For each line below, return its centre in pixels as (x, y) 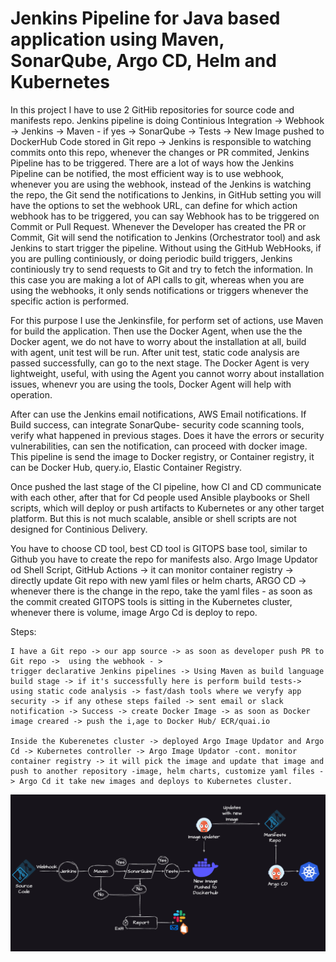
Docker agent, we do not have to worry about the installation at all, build (158, 341)
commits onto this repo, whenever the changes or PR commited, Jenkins (160, 152)
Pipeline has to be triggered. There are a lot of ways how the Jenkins (152, 163)
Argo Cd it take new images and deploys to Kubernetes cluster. (156, 781)
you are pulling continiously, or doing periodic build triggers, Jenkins (151, 258)
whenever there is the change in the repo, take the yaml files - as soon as (161, 591)
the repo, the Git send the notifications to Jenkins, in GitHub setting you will (166, 194)
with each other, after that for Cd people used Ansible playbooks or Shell (160, 497)
